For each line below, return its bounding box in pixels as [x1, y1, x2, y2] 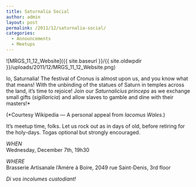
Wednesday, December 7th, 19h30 [6, 146, 90, 153]
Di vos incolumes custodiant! [6, 175, 76, 182]
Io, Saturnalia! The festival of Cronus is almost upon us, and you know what [6, 74, 188, 82]
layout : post [6, 19, 38, 25]
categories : [6, 30, 35, 36]
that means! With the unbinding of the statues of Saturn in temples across [6, 81, 185, 88]
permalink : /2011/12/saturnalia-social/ [6, 25, 107, 31]
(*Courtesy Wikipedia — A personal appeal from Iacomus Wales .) [6, 111, 165, 118]
